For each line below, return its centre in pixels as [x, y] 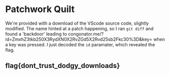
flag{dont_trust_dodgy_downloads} [63, 66]
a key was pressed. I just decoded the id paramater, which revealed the [80, 44]
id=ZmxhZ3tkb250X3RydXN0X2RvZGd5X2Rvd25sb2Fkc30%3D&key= [79, 39]
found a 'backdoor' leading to [36, 34]
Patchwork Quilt [40, 9]
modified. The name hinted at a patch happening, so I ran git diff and [79, 28]
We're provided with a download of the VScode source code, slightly [77, 23]
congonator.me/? [86, 34]
